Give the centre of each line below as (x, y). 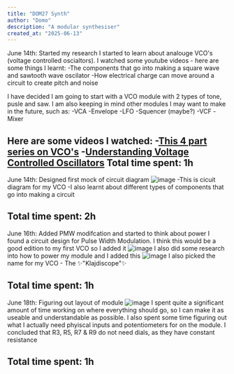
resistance (22, 340)
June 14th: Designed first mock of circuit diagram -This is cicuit (111, 180)
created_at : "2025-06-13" (45, 33)
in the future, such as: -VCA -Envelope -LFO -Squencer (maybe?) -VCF (109, 111)
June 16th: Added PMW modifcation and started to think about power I (109, 233)
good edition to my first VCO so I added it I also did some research (116, 248)
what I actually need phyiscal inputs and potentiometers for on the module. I (117, 325)
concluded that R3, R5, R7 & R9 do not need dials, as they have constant (111, 332)
